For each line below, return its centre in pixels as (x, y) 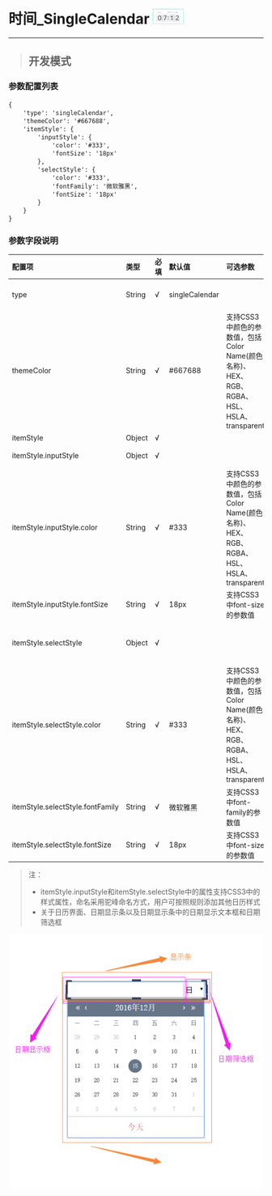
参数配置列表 (34, 87)
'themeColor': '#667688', (67, 121)
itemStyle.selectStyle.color (56, 725)
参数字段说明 (34, 240)
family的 (240, 812)
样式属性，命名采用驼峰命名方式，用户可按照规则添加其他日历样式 (150, 902)
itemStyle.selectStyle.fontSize (62, 845)
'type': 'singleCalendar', (68, 113)
